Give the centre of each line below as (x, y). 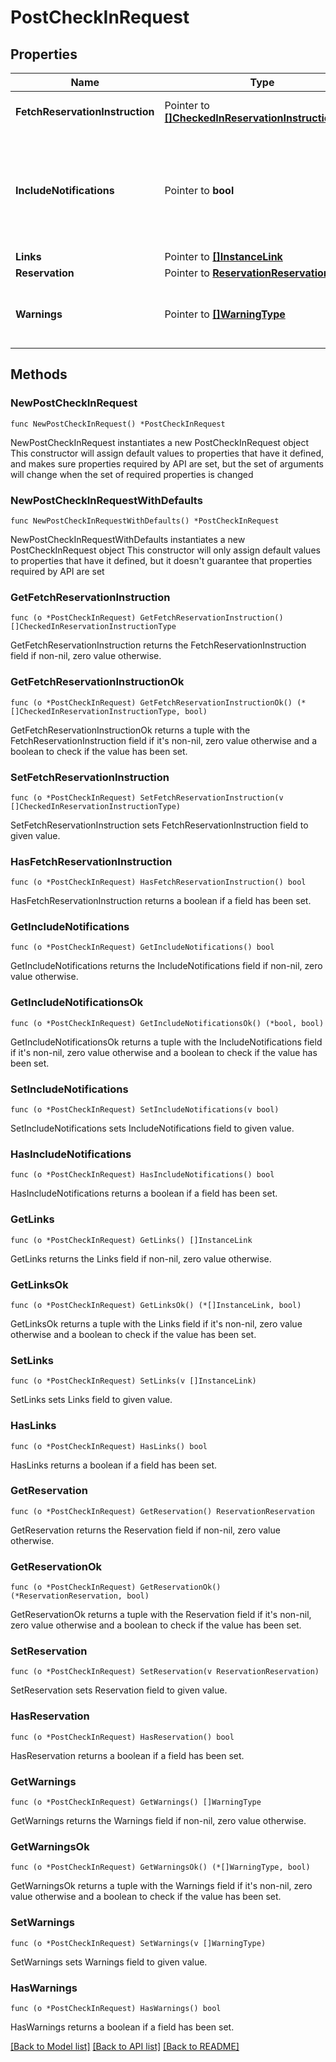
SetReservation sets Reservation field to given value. (119, 1690)
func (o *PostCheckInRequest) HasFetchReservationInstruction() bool (158, 882)
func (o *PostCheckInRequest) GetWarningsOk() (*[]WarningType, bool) (160, 1867)
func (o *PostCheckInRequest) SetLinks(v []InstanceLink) (133, 1381)
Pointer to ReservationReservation (247, 273)
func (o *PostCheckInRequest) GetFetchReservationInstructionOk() (151, 702)
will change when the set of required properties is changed (132, 474)
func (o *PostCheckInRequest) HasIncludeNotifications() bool (142, 1175)
